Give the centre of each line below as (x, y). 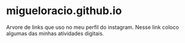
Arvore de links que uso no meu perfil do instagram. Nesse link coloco (92, 27)
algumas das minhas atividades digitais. (55, 33)
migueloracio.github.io (64, 11)
